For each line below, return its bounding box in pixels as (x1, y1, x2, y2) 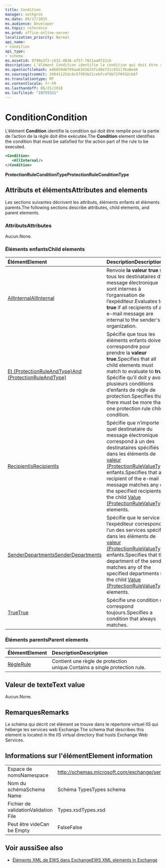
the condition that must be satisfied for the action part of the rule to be (5, 138, 149, 144)
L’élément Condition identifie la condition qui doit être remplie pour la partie (5, 128, 160, 134)
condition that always (106, 616, 156, 622)
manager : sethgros (5, 12, 43, 17)
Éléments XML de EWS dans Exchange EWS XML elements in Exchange (12, 857, 158, 863)
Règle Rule (7, 661, 31, 668)
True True (7, 609, 29, 616)
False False (57, 824, 83, 831)
